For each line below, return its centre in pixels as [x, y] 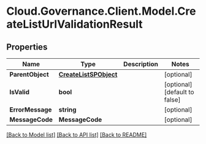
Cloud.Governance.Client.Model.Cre [101, 11]
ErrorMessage [31, 110]
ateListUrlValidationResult [74, 24]
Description [141, 64]
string [67, 110]
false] [172, 100]
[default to [179, 92]
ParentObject [29, 74]
